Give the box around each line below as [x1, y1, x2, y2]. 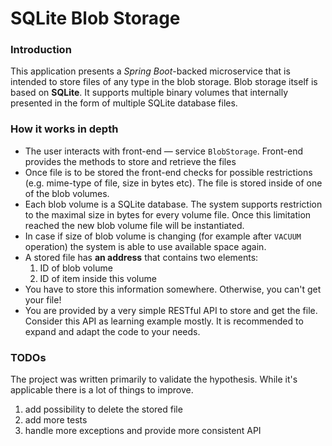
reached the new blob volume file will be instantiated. [24, 219, 245, 231]
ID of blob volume [39, 262, 113, 274]
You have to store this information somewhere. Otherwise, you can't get [24, 283, 322, 295]
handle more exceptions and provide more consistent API [24, 425, 262, 437]
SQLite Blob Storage [10, 7, 181, 30]
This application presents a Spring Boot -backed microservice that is [10, 65, 291, 77]
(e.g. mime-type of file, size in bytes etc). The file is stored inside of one [24, 177, 323, 189]
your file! [24, 293, 62, 306]
